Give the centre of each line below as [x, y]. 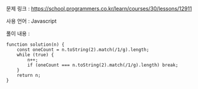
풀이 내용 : [18, 33]
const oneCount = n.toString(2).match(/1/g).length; [83, 50]
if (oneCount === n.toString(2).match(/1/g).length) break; [103, 65]
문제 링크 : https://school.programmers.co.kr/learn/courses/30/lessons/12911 [99, 8]
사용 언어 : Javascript [32, 21]
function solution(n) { [35, 44]
